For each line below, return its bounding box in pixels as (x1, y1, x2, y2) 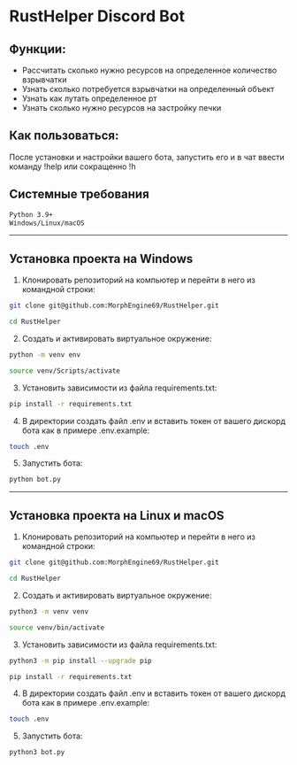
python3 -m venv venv (9, 607, 89, 616)
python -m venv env (9, 350, 81, 359)
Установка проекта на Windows (9, 251, 194, 267)
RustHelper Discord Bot (9, 6, 186, 27)
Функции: (9, 42, 66, 57)
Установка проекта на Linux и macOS (9, 507, 225, 523)
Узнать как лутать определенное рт (21, 93, 157, 104)
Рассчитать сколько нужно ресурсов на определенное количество (21, 65, 278, 75)
